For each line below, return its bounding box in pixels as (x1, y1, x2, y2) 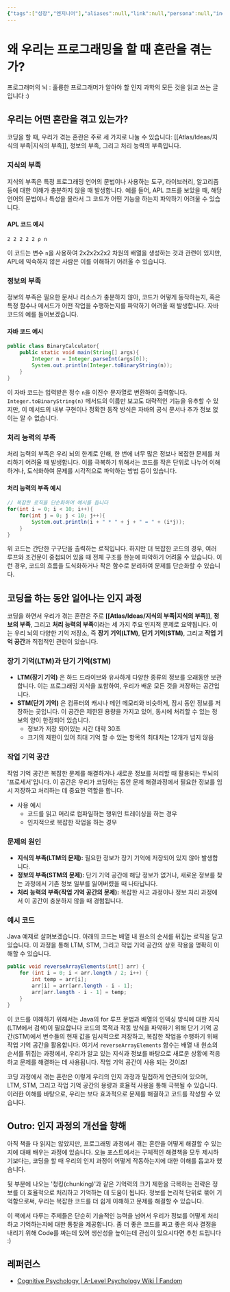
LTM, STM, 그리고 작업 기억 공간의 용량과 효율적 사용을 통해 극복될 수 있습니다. (7, 1081, 218, 1089)
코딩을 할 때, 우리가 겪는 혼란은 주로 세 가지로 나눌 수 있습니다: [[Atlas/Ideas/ (7, 133, 212, 141)
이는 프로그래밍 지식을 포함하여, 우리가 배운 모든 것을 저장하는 (37, 682, 202, 690)
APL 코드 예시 (7, 220, 44, 229)
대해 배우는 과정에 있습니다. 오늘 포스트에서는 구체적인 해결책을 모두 (19, 1148, 201, 1157)
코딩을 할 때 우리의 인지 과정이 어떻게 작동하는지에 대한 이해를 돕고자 (32, 1157, 216, 1165)
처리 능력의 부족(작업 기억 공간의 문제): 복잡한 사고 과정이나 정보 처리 (16, 888, 200, 897)
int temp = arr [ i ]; (31, 976, 88, 983)
